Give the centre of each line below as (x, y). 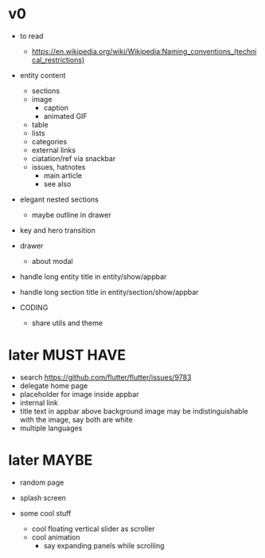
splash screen (43, 497)
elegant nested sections (59, 199)
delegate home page (54, 385)
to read (31, 36)
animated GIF (65, 116)
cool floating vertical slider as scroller (93, 529)
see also (57, 183)
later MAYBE (51, 460)
